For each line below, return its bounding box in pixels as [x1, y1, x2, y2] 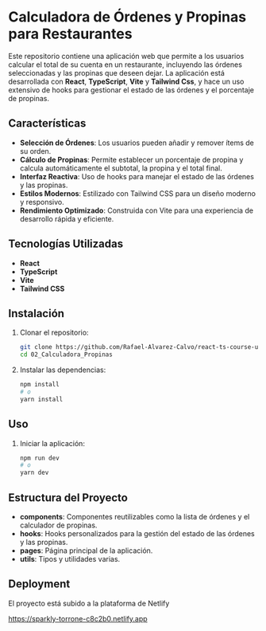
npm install [19, 381, 60, 389]
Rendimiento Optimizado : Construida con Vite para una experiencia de [19, 206, 254, 215]
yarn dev [19, 468, 49, 477]
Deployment [8, 578, 71, 591]
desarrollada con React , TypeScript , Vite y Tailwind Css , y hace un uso [8, 76, 245, 86]
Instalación [8, 307, 65, 320]
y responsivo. [19, 197, 65, 206]
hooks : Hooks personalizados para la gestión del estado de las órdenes [19, 529, 256, 538]
